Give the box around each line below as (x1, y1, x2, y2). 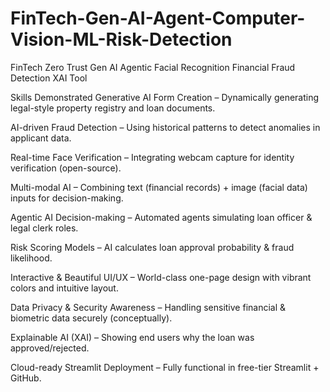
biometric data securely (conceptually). (10, 312, 173, 324)
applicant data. (10, 132, 72, 144)
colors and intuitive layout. (10, 282, 119, 294)
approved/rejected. (10, 342, 90, 354)
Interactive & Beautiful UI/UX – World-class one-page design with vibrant (10, 271, 312, 283)
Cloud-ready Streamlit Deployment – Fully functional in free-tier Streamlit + (10, 361, 320, 373)
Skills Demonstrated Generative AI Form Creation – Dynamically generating (10, 91, 320, 103)
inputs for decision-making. (10, 192, 124, 204)
